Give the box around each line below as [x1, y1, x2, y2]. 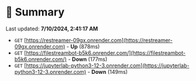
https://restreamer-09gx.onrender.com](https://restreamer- [26, 36, 173, 43]
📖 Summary [5, 5, 65, 19]
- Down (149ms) [87, 68, 128, 75]
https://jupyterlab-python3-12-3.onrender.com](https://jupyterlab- [26, 62, 190, 69]
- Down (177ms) [68, 55, 108, 63]
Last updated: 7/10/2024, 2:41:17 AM [5, 25, 98, 32]
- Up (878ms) [66, 43, 100, 50]
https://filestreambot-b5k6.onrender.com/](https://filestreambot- [26, 49, 186, 56]
